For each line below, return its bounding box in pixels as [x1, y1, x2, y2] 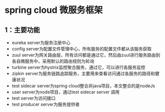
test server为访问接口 [11, 95, 56, 101]
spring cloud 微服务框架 [4, 4, 103, 16]
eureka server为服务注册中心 [11, 40, 71, 45]
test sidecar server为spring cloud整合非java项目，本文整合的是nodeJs [11, 83, 155, 89]
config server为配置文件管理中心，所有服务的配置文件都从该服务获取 [11, 46, 152, 52]
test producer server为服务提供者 [11, 102, 80, 107]
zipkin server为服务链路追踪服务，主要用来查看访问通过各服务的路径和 [11, 71, 155, 76]
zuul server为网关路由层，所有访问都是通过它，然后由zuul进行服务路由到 [11, 52, 161, 58]
